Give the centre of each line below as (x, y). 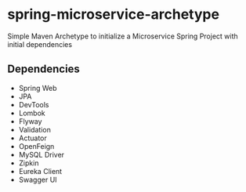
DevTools (34, 104)
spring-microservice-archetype (114, 14)
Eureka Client (40, 171)
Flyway (30, 121)
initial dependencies (40, 44)
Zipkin (29, 163)
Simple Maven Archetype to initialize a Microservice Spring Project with (123, 36)
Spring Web (38, 88)
